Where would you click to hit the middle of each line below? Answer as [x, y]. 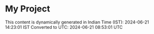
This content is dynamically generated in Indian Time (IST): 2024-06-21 [77, 22]
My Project [28, 9]
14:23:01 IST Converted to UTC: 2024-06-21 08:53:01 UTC [64, 27]
